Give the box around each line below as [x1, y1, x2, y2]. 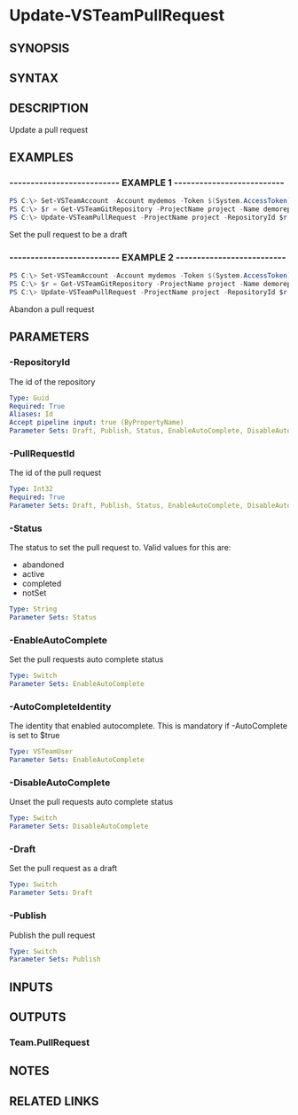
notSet [21, 588, 47, 598]
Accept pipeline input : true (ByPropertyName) [9, 418, 184, 427]
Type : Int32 [9, 485, 53, 494]
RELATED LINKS [9, 1094, 99, 1109]
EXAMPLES [9, 150, 74, 165]
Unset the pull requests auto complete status [9, 797, 174, 807]
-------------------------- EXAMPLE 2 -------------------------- [9, 252, 286, 264]
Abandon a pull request [9, 304, 95, 315]
